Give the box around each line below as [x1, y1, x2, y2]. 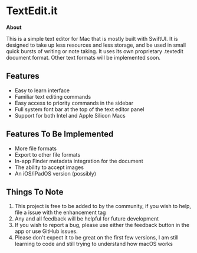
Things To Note [6, 187, 64, 197]
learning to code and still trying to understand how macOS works [14, 241, 173, 248]
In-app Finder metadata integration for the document [14, 157, 143, 164]
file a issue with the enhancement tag [14, 209, 106, 216]
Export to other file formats [14, 151, 81, 158]
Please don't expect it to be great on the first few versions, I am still [14, 234, 179, 241]
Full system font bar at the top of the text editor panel [14, 105, 145, 113]
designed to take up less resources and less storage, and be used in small [6, 41, 186, 48]
